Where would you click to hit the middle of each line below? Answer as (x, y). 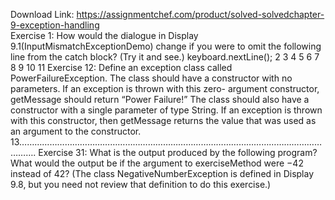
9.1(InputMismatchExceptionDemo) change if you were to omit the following (166, 46)
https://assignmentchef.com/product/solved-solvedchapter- (200, 14)
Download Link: (42, 14)
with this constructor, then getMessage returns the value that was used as (163, 120)
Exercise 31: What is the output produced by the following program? (178, 152)
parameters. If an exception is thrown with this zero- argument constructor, (165, 88)
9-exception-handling (55, 25)
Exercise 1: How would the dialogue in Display (104, 35)
